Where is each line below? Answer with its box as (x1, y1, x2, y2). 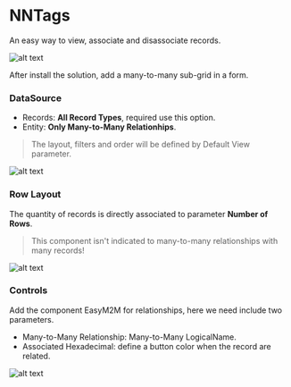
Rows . (9, 218, 33, 229)
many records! (30, 245, 85, 256)
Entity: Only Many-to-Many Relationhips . (21, 122, 177, 132)
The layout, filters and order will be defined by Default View (30, 139, 250, 150)
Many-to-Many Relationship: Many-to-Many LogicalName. (21, 332, 237, 342)
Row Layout (9, 189, 62, 201)
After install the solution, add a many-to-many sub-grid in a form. (9, 69, 249, 80)
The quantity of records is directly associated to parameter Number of (9, 208, 269, 219)
